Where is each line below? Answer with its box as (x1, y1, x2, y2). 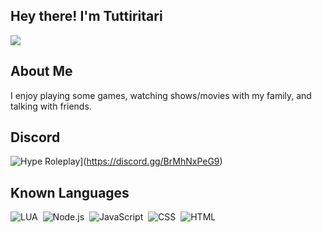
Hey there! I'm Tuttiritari (10, 8, 163, 25)
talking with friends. (10, 100, 92, 112)
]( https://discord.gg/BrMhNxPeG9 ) (79, 155, 223, 168)
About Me (10, 63, 73, 80)
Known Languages (10, 184, 130, 201)
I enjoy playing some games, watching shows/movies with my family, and (10, 89, 312, 101)
